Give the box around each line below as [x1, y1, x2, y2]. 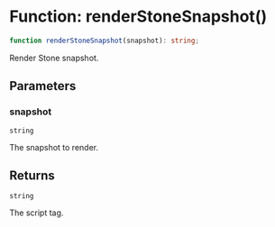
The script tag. [9, 207, 64, 218]
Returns [9, 168, 56, 183]
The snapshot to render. [9, 141, 99, 152]
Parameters [9, 78, 77, 94]
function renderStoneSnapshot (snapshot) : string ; [9, 36, 200, 45]
